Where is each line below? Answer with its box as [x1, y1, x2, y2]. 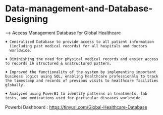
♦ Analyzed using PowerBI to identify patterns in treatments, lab [5, 91, 148, 96]
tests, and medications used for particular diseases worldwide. [5, 95, 143, 100]
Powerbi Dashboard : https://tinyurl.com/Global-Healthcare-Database [5, 104, 148, 110]
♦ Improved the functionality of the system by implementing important [5, 70, 156, 75]
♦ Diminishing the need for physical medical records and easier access [5, 56, 159, 62]
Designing [5, 13, 49, 25]
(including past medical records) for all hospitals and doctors [9, 43, 148, 48]
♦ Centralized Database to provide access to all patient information [5, 39, 154, 44]
